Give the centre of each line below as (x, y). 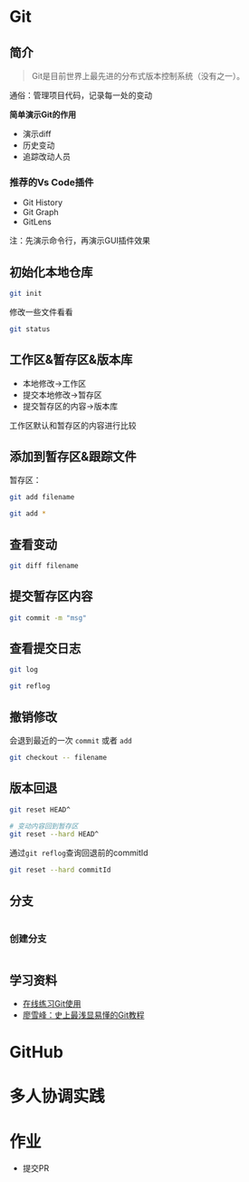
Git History (43, 202)
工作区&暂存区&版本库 (71, 360)
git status (30, 329)
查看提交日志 (45, 648)
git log (24, 670)
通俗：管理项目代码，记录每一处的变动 (81, 95)
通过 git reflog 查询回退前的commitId (79, 853)
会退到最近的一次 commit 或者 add (71, 740)
